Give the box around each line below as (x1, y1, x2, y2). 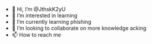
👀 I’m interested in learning (11, 12, 78, 19)
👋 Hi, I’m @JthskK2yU (11, 6, 66, 12)
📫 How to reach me (11, 32, 61, 38)
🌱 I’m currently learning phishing (11, 18, 91, 25)
